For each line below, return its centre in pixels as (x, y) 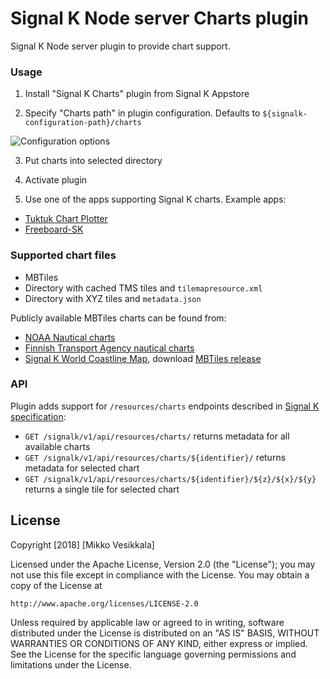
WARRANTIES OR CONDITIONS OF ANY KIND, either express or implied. (159, 643)
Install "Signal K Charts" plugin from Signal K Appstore (137, 94)
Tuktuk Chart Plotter (66, 219)
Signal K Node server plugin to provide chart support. (120, 46)
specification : (38, 416)
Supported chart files (63, 255)
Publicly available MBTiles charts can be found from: (118, 318)
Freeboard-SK (54, 229)
